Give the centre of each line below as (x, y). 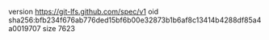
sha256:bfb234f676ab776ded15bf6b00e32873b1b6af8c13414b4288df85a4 (135, 20)
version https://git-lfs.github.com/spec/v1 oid (84, 12)
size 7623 (59, 28)
